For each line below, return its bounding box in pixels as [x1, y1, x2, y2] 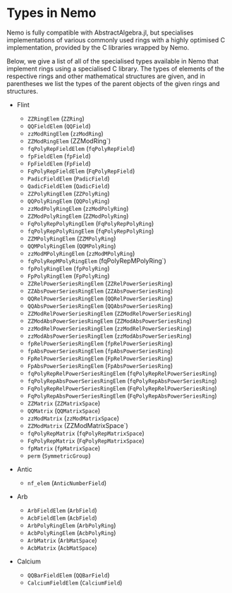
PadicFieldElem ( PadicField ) [27, 174, 110, 183]
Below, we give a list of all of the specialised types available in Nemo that [6, 56, 219, 65]
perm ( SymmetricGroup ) [27, 451, 91, 460]
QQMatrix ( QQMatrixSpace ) [27, 406, 101, 415]
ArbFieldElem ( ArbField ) [27, 506, 97, 514]
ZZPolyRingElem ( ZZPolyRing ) [27, 189, 110, 197]
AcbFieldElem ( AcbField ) [27, 513, 97, 522]
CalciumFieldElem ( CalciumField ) [27, 578, 123, 587]
